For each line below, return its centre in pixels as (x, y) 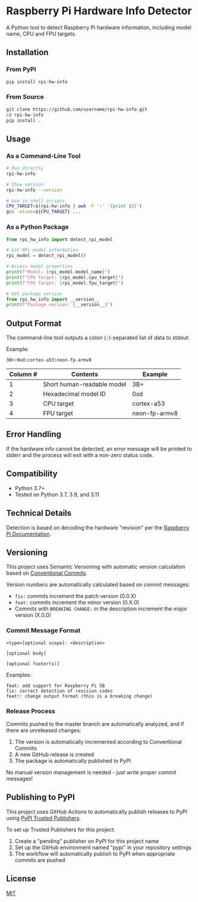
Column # (23, 374)
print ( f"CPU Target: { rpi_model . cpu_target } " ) (65, 277)
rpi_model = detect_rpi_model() (46, 256)
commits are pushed (40, 860)
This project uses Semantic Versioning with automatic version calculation (96, 567)
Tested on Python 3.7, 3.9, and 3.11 (57, 494)
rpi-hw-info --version (34, 190)
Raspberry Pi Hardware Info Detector (99, 11)
